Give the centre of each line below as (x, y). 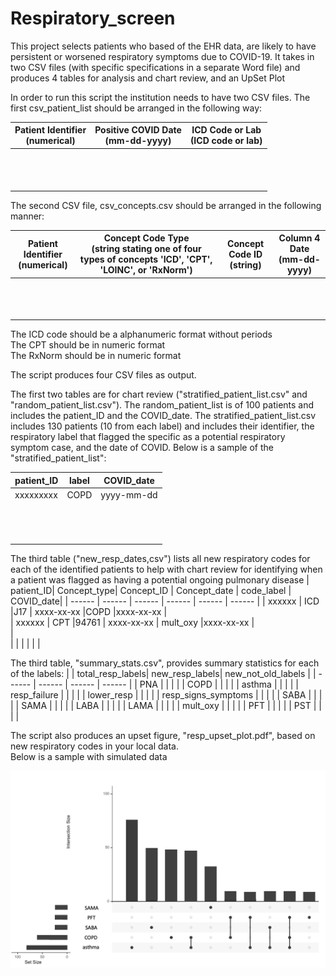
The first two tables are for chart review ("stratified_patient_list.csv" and (159, 394)
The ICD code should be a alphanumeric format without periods (141, 334)
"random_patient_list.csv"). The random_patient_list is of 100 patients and (162, 405)
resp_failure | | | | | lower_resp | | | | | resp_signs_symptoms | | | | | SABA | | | (166, 695)
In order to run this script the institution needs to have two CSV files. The (160, 97)
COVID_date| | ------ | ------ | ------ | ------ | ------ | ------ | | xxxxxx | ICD (165, 601)
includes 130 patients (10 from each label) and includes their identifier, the (162, 426)
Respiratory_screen (93, 18)
